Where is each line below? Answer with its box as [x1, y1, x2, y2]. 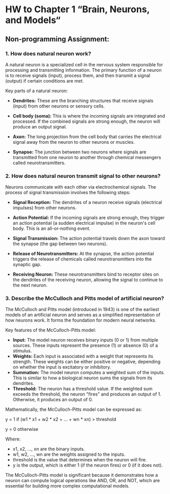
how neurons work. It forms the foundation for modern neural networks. [5, 317, 157, 323]
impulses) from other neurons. [12, 205, 77, 211]
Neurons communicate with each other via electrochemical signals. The [5, 184, 156, 190]
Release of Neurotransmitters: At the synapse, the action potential [12, 251, 154, 257]
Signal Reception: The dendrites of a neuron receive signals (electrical [12, 199, 162, 205]
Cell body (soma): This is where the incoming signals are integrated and [12, 113, 165, 119]
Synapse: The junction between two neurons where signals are [12, 149, 147, 155]
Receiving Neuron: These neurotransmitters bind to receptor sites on [12, 271, 159, 277]
